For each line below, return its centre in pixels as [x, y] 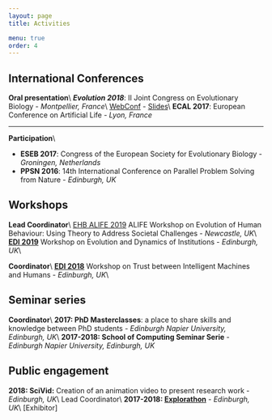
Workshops [38, 205]
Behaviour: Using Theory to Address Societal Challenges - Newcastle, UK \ [133, 233]
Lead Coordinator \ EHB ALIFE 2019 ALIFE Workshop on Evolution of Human [135, 224]
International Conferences [76, 78]
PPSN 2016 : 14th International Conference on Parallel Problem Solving [137, 172]
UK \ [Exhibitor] [33, 407]
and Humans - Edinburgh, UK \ [59, 274]
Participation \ [32, 138]
